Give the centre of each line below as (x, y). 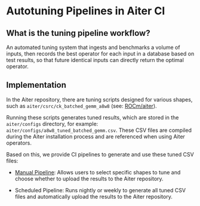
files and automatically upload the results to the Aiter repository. (94, 196)
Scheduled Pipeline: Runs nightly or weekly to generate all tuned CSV (100, 190)
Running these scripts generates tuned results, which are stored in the (93, 117)
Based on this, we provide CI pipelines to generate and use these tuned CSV (100, 154)
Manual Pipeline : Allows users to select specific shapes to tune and (98, 172)
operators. (19, 143)
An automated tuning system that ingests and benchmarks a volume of (93, 47)
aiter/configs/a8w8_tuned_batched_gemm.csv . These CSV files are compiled (99, 130)
